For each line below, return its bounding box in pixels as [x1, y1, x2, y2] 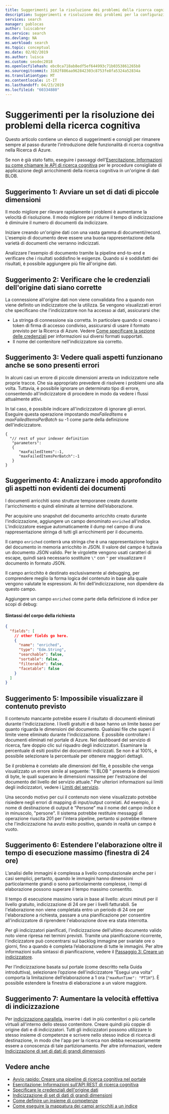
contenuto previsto [5, 702, 66, 711]
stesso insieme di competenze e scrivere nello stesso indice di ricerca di [5, 1032, 156, 1038]
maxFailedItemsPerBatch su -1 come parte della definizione [5, 416, 129, 422]
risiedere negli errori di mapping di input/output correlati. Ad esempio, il [5, 799, 153, 805]
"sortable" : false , [18, 657, 59, 662]
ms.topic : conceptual [5, 45, 51, 50]
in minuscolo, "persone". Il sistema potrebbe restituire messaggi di [5, 810, 143, 816]
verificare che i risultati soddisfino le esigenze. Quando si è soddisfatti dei [5, 256, 158, 262]
